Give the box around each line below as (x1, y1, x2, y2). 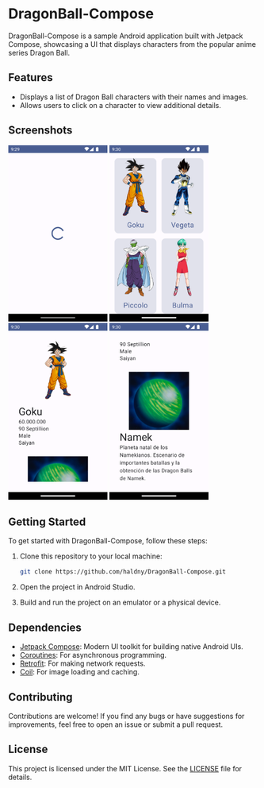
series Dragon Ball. (8, 48, 71, 57)
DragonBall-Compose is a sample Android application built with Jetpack (8, 31, 243, 41)
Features (8, 71, 53, 84)
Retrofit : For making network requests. (19, 659, 146, 668)
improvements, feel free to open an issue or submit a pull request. (8, 720, 224, 729)
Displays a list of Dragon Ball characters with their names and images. (19, 92, 248, 102)
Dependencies (8, 620, 82, 634)
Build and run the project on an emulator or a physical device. (19, 597, 221, 608)
